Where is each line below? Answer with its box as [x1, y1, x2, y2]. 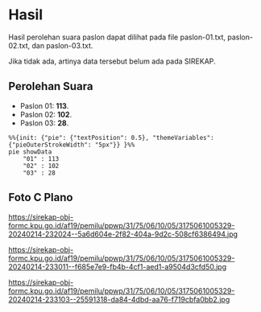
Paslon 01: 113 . [19, 101, 69, 110]
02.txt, [8, 40, 31, 50]
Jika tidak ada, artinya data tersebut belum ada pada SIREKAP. [8, 56, 216, 66]
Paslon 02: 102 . [19, 109, 72, 119]
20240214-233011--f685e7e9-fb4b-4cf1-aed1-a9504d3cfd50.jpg [8, 261, 227, 271]
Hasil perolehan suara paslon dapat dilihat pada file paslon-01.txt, [8, 32, 226, 42]
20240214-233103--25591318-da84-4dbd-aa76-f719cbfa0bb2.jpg [8, 294, 230, 304]
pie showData [8, 147, 52, 156]
